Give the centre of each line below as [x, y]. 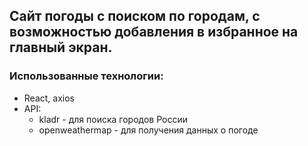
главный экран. [61, 47]
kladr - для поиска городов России [113, 119]
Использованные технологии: [86, 76]
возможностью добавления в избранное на [154, 32]
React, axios [49, 98]
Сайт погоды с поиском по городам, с [135, 16]
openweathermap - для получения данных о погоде [148, 130]
